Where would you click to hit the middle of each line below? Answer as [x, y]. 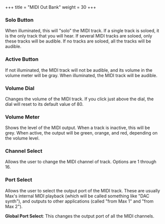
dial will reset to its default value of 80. [44, 104]
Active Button [22, 59]
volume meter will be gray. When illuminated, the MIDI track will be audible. [81, 75]
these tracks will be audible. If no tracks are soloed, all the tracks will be [78, 41]
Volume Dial [20, 88]
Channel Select [24, 151]
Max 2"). [14, 206]
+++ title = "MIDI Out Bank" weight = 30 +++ [51, 7]
